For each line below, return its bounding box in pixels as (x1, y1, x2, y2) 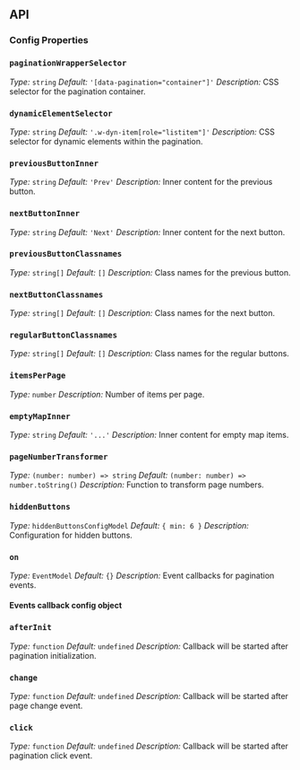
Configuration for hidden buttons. (9, 529, 133, 540)
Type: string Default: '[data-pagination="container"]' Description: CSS (9, 76, 279, 87)
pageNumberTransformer (9, 451, 108, 461)
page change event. (9, 700, 83, 712)
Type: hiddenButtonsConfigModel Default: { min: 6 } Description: (9, 520, 249, 530)
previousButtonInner (9, 158, 99, 169)
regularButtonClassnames (9, 330, 118, 340)
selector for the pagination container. (9, 85, 146, 97)
